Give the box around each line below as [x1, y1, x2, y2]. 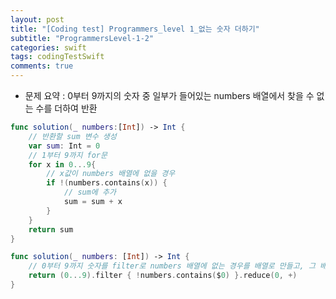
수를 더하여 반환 [35, 102, 98, 114]
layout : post [10, 14, 65, 25]
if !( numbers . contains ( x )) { [46, 178, 168, 188]
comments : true [10, 61, 74, 71]
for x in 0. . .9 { [28, 159, 97, 170]
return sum [28, 224, 74, 235]
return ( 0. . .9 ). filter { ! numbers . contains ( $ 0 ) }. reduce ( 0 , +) [28, 271, 298, 281]
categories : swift [10, 42, 87, 53]
